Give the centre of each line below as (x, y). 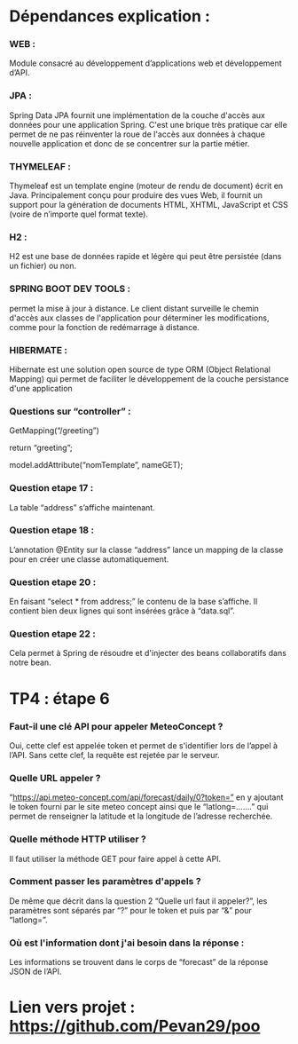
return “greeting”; (41, 448)
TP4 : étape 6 (59, 698)
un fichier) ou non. (43, 266)
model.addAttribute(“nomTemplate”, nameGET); (96, 465)
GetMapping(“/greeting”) (55, 431)
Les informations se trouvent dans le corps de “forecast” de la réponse (139, 962)
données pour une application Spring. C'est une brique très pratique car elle (149, 124)
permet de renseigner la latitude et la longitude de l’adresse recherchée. (141, 816)
